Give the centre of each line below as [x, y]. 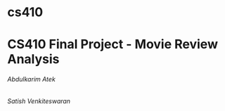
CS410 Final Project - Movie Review [112, 45]
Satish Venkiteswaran [39, 101]
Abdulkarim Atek [32, 79]
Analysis [33, 59]
